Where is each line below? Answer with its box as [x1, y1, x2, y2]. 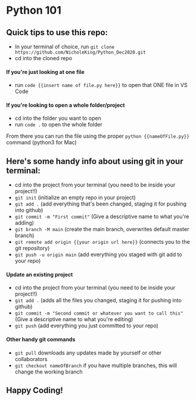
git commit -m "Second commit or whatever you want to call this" [14, 310, 183, 316]
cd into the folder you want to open [14, 114, 101, 122]
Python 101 [6, 4, 61, 17]
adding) [14, 219, 35, 226]
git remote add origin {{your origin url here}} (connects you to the [14, 238, 190, 245]
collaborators [14, 355, 48, 362]
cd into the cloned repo [14, 55, 73, 61]
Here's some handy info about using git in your [6, 156, 183, 166]
